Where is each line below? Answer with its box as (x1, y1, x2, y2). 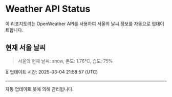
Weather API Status (5, 3, 91, 15)
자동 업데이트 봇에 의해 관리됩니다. (5, 86, 74, 92)
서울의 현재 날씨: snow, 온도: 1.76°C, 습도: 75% (17, 58, 113, 64)
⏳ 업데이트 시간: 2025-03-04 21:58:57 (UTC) (5, 68, 98, 75)
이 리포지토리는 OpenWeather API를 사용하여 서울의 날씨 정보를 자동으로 (5, 20, 151, 27)
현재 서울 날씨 (5, 43, 46, 52)
